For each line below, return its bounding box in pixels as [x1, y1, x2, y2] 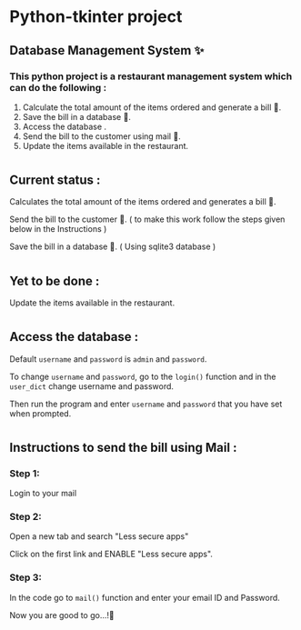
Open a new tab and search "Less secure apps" [9, 531, 189, 542]
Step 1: [9, 466, 40, 479]
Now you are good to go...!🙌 [9, 609, 115, 620]
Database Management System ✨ [9, 43, 205, 58]
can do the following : [9, 81, 107, 94]
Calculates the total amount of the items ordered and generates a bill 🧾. [9, 196, 276, 207]
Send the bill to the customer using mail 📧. [22, 130, 182, 142]
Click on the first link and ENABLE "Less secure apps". [9, 548, 214, 560]
